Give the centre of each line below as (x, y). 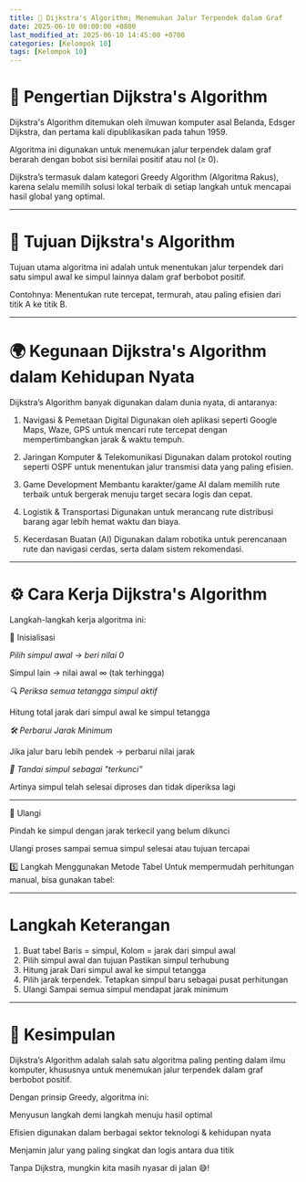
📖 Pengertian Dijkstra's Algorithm (139, 97)
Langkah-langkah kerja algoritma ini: (78, 619)
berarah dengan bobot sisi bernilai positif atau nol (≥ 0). (114, 160)
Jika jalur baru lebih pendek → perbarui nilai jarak (102, 751)
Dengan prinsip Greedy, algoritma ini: (79, 1097)
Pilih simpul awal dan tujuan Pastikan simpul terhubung (126, 960)
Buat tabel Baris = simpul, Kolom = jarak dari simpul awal (129, 950)
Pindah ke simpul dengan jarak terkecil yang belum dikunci (120, 831)
